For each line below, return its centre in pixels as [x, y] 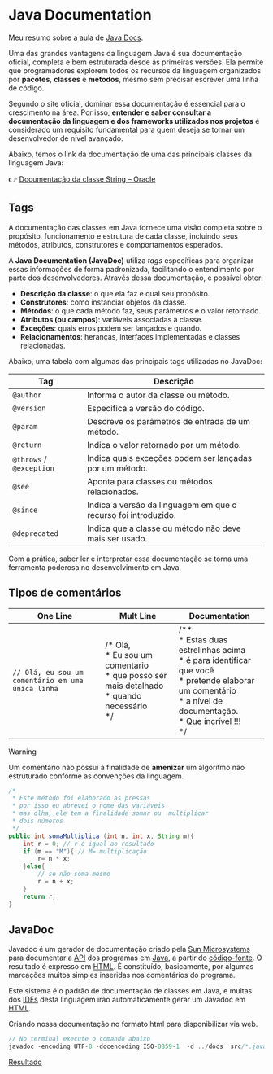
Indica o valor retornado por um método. [164, 445]
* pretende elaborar [217, 680]
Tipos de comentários [65, 593]
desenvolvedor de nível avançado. [66, 138]
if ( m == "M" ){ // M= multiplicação [85, 851]
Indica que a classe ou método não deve [164, 528]
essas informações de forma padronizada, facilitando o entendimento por [132, 269]
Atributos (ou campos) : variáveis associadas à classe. [112, 319]
